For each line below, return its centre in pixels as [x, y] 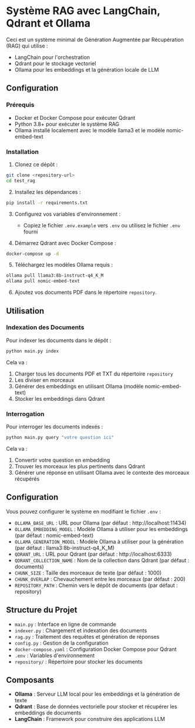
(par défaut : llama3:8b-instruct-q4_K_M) [64, 548]
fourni [31, 232]
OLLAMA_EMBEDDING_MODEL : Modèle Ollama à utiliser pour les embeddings [101, 529]
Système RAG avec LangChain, [83, 11]
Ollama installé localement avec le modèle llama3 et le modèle [90, 130]
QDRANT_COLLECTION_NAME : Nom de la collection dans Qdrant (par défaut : [102, 560]
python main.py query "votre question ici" [60, 438]
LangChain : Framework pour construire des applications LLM [90, 719]
